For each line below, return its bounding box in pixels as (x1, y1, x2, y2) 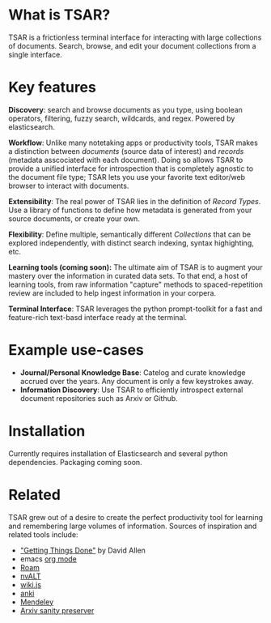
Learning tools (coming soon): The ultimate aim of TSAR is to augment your (8, 262, 263, 272)
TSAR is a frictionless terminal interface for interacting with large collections (8, 32, 262, 42)
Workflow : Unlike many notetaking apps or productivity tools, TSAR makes (8, 138, 259, 147)
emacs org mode (19, 553, 77, 564)
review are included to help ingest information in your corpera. (8, 288, 217, 297)
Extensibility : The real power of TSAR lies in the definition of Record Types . (8, 196, 261, 206)
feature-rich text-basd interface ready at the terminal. (8, 312, 188, 322)
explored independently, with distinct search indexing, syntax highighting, (8, 237, 254, 248)
